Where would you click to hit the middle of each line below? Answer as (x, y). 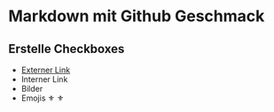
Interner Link (44, 79)
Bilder (32, 89)
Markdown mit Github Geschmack (137, 16)
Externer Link (46, 70)
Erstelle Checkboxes (67, 49)
